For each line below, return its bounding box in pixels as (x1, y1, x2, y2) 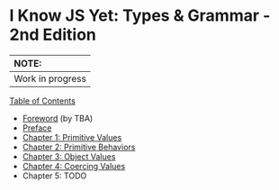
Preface (22, 122, 52, 133)
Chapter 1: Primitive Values (22, 131, 122, 142)
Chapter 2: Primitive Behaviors (22, 141, 136, 152)
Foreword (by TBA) (22, 113, 94, 123)
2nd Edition (9, 24, 97, 45)
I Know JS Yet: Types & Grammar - (9, 5, 271, 26)
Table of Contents (9, 95, 76, 106)
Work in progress (13, 72, 87, 85)
